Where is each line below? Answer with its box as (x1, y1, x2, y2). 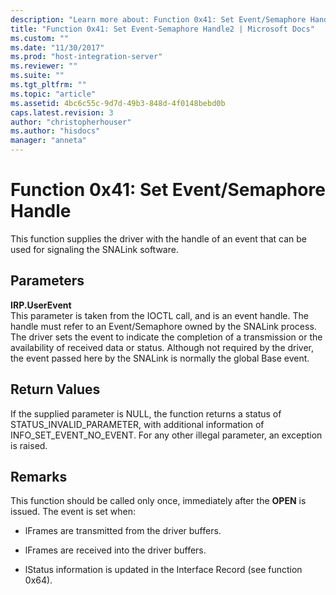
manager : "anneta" (10, 136, 87, 146)
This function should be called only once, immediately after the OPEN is (10, 495, 307, 507)
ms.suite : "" (10, 71, 65, 81)
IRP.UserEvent (10, 299, 72, 311)
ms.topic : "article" (10, 89, 97, 99)
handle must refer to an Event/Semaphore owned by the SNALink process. (10, 320, 317, 332)
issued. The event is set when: (10, 506, 136, 518)
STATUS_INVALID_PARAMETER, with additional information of (10, 418, 265, 430)
